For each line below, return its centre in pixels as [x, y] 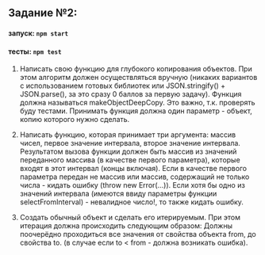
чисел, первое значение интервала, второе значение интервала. [130, 143]
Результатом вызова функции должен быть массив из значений [128, 152]
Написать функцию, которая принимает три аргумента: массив [128, 135]
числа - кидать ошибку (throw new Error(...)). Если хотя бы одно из [132, 185]
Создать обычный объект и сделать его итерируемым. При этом [130, 218]
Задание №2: [43, 13]
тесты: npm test [35, 51]
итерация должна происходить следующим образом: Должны [126, 226]
